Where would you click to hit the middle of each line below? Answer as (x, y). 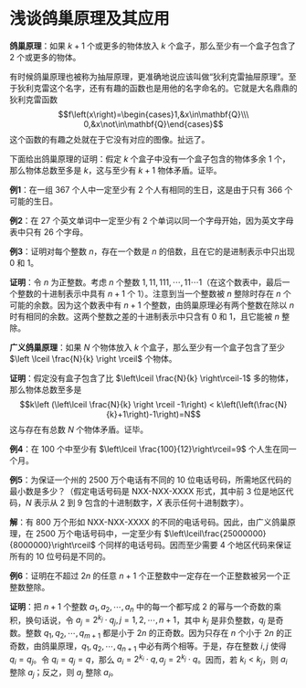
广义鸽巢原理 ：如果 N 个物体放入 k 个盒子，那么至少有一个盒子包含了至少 (148, 347)
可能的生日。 (33, 201)
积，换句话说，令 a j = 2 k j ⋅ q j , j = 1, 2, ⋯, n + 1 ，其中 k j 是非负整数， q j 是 (142, 620)
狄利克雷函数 (33, 99)
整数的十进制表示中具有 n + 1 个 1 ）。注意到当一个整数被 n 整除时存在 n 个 (154, 293)
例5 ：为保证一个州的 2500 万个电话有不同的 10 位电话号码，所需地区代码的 (151, 480)
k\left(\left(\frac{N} (252, 404)
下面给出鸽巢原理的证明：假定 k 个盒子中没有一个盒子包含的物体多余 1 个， (150, 159)
